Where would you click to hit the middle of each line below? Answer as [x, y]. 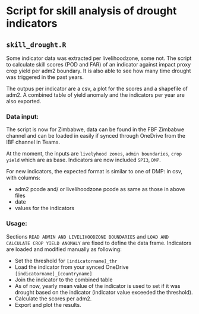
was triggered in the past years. [45, 77]
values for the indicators [45, 208]
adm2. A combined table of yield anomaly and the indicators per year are [96, 95]
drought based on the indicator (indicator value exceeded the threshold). [104, 292]
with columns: [23, 178]
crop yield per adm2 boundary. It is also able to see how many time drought [99, 71]
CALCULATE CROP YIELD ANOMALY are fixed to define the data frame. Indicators [99, 243]
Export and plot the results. [48, 305]
